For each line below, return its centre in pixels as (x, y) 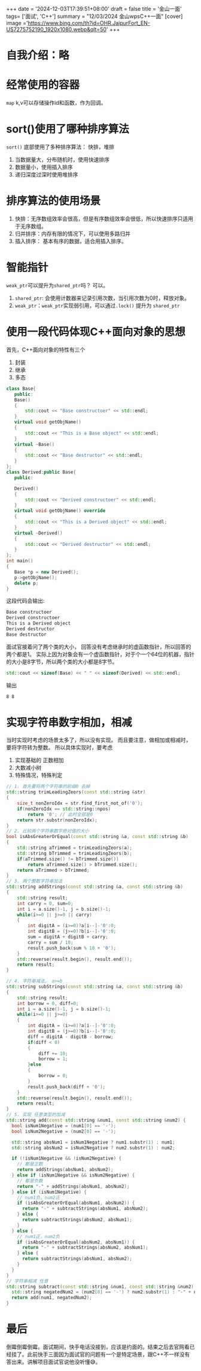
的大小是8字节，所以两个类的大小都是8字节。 (62, 662)
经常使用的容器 (43, 85)
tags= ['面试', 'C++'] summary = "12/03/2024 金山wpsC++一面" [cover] (95, 16)
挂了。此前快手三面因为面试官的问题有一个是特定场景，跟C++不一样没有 (100, 1354)
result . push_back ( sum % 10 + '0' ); (72, 948)
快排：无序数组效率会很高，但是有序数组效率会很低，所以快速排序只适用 (104, 219)
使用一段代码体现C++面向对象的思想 (96, 332)
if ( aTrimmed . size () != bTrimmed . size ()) (68, 859)
